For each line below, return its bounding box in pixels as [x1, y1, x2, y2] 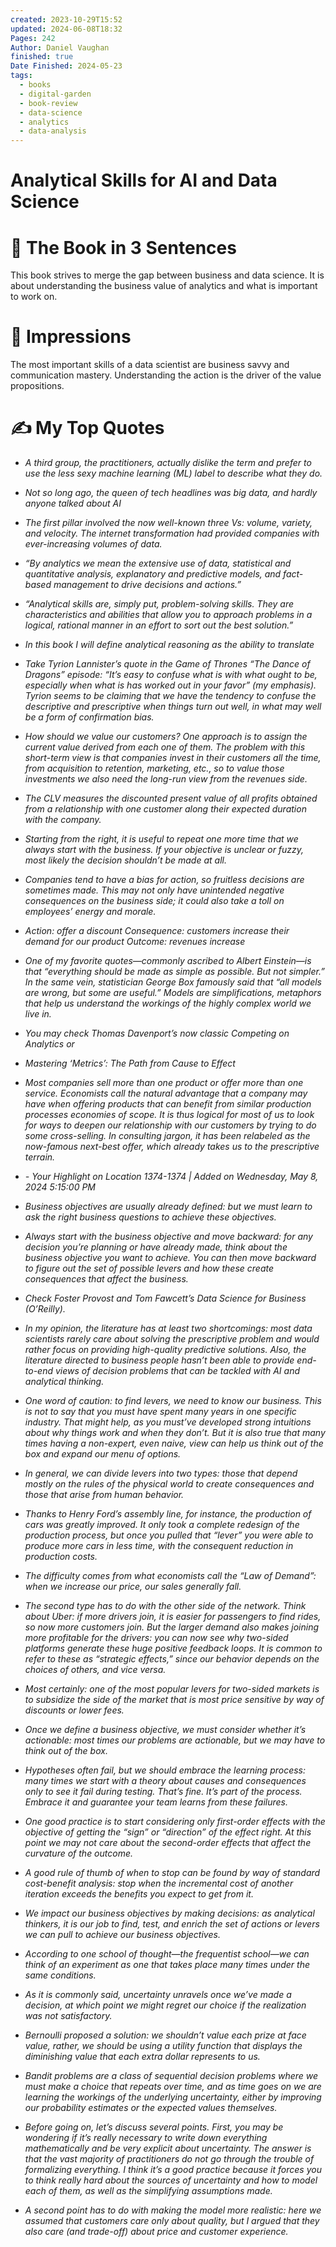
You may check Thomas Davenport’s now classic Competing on [24, 1027, 290, 1040]
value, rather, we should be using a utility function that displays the [24, 2040, 303, 2052]
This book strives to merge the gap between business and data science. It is [10, 269, 325, 281]
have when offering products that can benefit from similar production [24, 1098, 312, 1110]
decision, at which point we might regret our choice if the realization [24, 1999, 307, 2011]
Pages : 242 [10, 33, 56, 43]
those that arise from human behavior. [24, 1489, 185, 1501]
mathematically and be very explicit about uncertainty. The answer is [24, 2142, 312, 2155]
